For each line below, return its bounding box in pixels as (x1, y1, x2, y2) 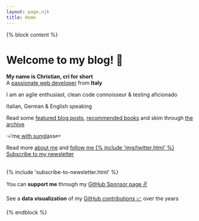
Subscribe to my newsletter (6, 151, 74, 158)
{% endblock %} (6, 209, 47, 216)
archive (6, 121, 25, 128)
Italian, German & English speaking (6, 103, 92, 110)
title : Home (6, 14, 36, 20)
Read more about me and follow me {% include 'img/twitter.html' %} (6, 144, 175, 151)
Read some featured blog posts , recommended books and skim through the (6, 114, 194, 122)
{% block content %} (6, 31, 58, 38)
